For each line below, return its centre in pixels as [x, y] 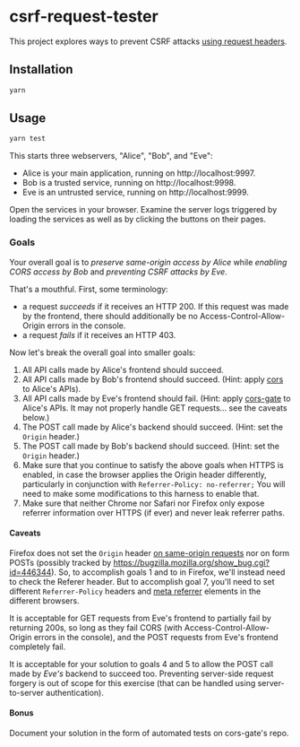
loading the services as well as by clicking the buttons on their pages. [138, 219]
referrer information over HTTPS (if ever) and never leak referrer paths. [153, 512]
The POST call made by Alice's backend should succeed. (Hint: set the [153, 427]
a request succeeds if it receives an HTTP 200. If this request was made [155, 306]
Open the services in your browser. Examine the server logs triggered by [143, 210]
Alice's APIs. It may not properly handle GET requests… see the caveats [155, 408]
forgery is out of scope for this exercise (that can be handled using [133, 682]
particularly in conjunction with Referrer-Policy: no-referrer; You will [154, 484]
